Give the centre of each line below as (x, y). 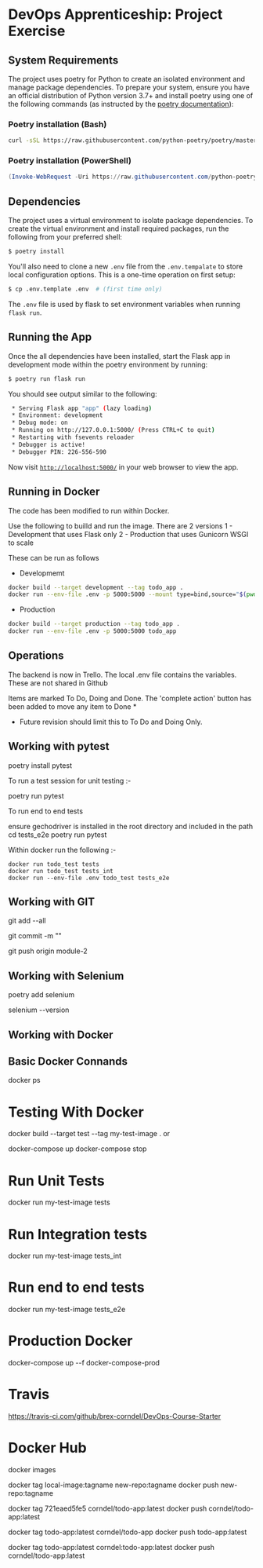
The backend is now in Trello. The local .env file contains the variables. (122, 674)
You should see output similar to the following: (83, 393)
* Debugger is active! (49, 444)
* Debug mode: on (40, 423)
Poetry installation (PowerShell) (70, 161)
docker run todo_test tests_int (61, 871)
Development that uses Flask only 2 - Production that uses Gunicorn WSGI (128, 534)
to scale (21, 543)
